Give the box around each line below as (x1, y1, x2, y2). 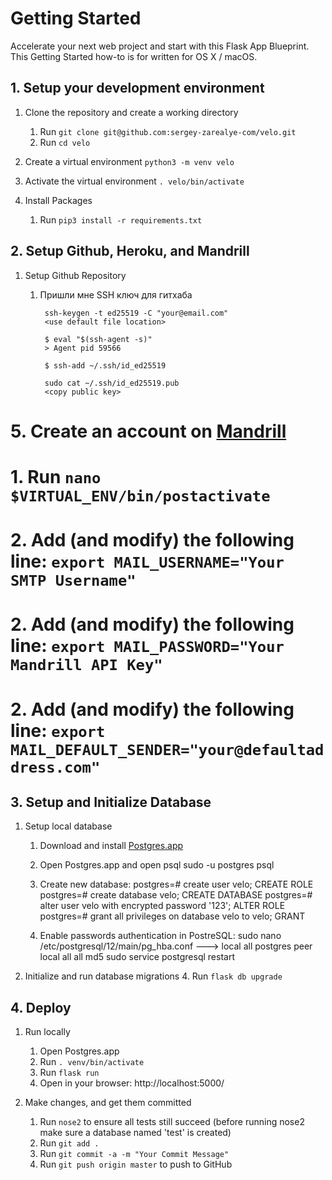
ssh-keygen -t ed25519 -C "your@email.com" (44, 308, 229, 318)
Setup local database (24, 820, 113, 832)
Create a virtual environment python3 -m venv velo (24, 155, 235, 167)
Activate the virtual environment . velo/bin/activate (24, 175, 245, 187)
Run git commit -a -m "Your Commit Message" (39, 1148, 230, 1160)
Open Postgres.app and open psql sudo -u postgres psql (39, 859, 275, 871)
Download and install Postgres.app (39, 840, 184, 852)
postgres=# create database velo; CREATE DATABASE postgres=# (39, 889, 313, 901)
